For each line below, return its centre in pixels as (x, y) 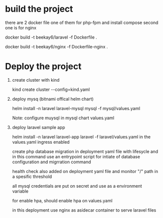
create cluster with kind (36, 80)
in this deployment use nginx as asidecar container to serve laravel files (84, 210)
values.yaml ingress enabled (41, 142)
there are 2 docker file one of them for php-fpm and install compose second (82, 22)
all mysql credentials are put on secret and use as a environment (77, 186)
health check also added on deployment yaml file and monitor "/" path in (85, 171)
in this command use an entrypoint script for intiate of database (76, 156)
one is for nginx (21, 27)
